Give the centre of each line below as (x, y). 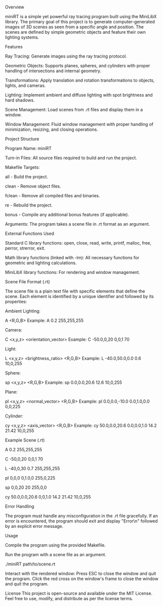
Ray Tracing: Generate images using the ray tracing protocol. (66, 56)
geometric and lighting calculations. (41, 263)
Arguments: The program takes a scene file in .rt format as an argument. (77, 224)
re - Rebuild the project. (29, 205)
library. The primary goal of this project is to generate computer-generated (80, 22)
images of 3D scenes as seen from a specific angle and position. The (74, 27)
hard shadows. (20, 100)
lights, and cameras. (26, 85)
